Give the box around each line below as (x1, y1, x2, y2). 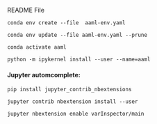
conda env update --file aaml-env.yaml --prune (7, 31, 148, 38)
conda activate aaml (7, 44, 67, 51)
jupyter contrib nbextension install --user (7, 98, 138, 105)
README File (7, 6, 45, 14)
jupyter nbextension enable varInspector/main (7, 111, 144, 118)
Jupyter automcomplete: (7, 70, 81, 79)
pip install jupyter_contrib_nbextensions (7, 86, 132, 93)
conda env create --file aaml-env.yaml (7, 20, 126, 26)
